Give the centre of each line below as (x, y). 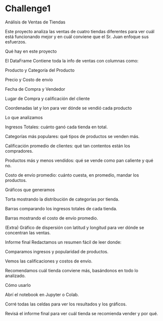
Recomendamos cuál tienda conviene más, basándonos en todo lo (72, 270)
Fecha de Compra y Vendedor (35, 89)
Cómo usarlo (18, 285)
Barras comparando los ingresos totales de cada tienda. (61, 208)
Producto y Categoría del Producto (40, 70)
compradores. (19, 151)
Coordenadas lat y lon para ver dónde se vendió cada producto (69, 108)
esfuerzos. (16, 41)
